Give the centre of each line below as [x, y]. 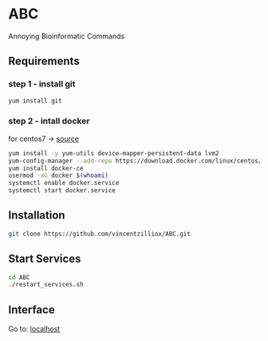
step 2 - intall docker [49, 121]
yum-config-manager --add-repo [60, 161]
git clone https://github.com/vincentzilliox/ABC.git [100, 234]
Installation [37, 216]
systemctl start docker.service [62, 191]
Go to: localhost [34, 329]
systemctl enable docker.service [64, 183]
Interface [32, 309]
